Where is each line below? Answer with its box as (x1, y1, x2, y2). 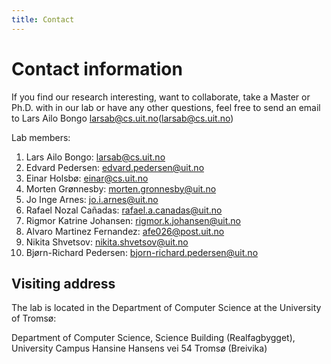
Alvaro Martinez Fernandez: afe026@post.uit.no (25, 225, 225, 237)
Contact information (11, 57, 183, 80)
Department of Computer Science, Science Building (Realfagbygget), (11, 332, 296, 344)
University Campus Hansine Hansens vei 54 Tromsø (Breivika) (11, 342, 268, 355)
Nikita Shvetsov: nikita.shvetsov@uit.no (25, 236, 189, 248)
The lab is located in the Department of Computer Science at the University (11, 302, 322, 314)
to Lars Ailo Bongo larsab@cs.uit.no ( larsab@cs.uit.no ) (11, 112, 234, 124)
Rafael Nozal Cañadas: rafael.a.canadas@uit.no (25, 204, 223, 216)
